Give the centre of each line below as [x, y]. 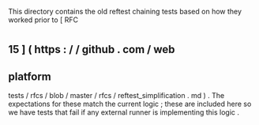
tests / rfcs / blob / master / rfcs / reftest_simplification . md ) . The [116, 95]
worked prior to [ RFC [43, 20]
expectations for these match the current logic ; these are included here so [130, 104]
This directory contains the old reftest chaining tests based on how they [125, 11]
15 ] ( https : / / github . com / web [92, 49]
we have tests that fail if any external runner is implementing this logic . [124, 112]
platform [30, 76]
